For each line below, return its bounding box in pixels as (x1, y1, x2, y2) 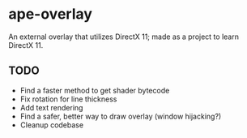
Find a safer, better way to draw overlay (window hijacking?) (19, 111, 222, 121)
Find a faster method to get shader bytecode (19, 85, 170, 95)
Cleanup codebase (19, 119, 83, 130)
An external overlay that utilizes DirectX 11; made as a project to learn (8, 32, 239, 41)
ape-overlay (8, 5, 93, 24)
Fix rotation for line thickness (19, 94, 117, 104)
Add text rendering (19, 102, 83, 112)
